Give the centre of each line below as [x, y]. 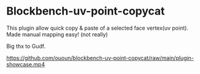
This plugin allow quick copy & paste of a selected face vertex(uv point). [97, 28]
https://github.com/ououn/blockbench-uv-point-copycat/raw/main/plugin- [100, 58]
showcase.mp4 [26, 64]
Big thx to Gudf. [26, 46]
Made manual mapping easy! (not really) [57, 34]
